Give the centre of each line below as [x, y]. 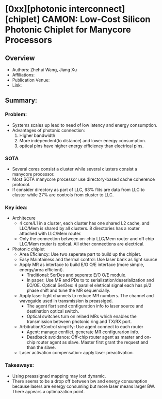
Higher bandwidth [37, 135]
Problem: [16, 114]
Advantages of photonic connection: [49, 130]
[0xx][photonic [36, 9]
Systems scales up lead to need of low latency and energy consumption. [85, 125]
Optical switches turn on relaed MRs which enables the [81, 316]
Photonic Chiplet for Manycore [68, 30]
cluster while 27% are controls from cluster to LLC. [63, 195]
